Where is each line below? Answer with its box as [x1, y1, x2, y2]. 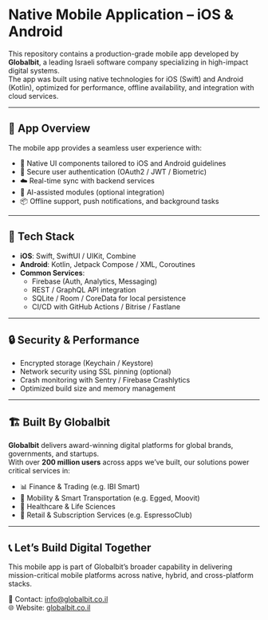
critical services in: [8, 466, 70, 476]
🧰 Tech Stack [8, 230, 75, 244]
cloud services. [8, 91, 59, 100]
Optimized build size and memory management [19, 384, 175, 394]
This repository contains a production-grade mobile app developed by [8, 49, 239, 58]
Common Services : [19, 268, 85, 277]
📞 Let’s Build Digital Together [8, 540, 152, 555]
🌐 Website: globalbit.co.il [8, 603, 91, 612]
